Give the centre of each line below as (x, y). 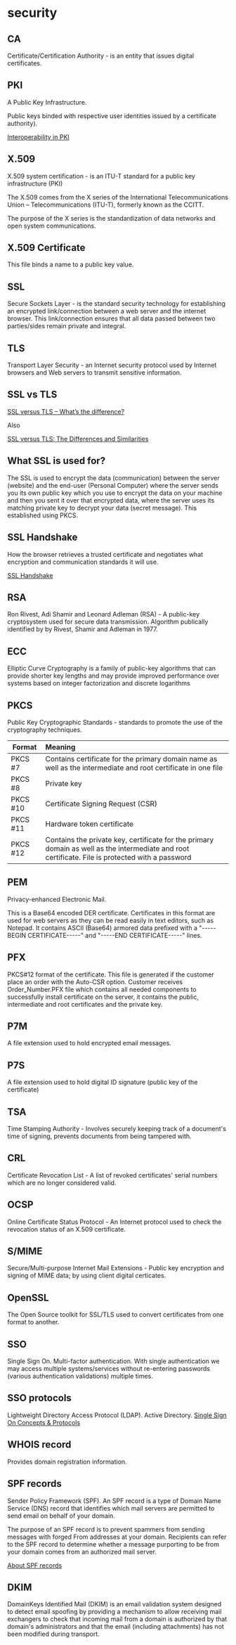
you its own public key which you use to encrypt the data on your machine (115, 493)
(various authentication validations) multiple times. (80, 1376)
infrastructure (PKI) (35, 183)
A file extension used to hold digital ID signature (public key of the (103, 1082)
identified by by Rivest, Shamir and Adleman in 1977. (83, 629)
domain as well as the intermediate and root (117, 849)
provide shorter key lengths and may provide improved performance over (113, 676)
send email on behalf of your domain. (61, 1516)
